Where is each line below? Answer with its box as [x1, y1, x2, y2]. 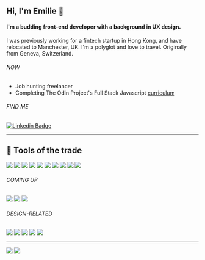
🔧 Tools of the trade [6, 145, 82, 156]
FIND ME [6, 103, 29, 110]
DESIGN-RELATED [6, 210, 53, 217]
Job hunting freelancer [15, 82, 73, 90]
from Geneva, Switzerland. [6, 49, 73, 57]
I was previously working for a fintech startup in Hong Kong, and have [6, 37, 182, 44]
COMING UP [6, 176, 38, 184]
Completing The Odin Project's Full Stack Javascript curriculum [15, 89, 175, 96]
